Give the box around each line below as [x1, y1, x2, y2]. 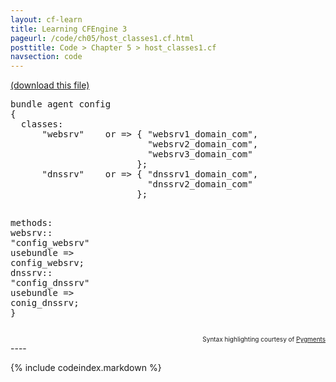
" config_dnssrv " [10, 277, 90, 289]
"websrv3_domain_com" [147, 149, 253, 160]
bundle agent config [10, 99, 112, 110]
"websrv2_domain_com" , [147, 139, 259, 150]
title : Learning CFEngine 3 [10, 24, 128, 34]
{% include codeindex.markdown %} [10, 362, 162, 374]
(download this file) [10, 79, 90, 91]
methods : [10, 217, 53, 229]
